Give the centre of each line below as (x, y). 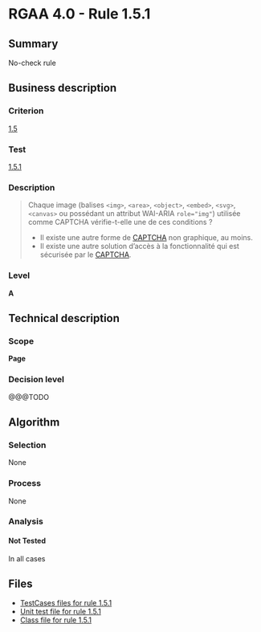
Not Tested (27, 541)
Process (25, 483)
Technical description (64, 318)
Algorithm (34, 422)
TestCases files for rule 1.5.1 (66, 603)
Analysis (26, 521)
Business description (63, 88)
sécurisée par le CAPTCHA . (86, 255)
